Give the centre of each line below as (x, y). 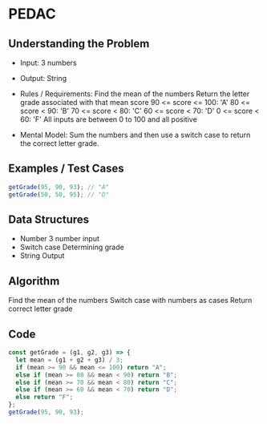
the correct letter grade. (59, 143)
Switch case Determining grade (72, 247)
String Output (42, 256)
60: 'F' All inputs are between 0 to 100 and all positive (109, 119)
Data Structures (49, 219)
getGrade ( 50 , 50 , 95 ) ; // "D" (59, 194)
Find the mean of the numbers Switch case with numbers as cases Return (130, 301)
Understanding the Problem (79, 44)
